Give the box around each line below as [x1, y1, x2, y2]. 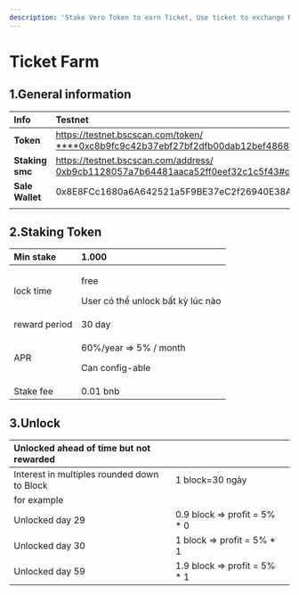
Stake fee [13, 385, 53, 398]
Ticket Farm [9, 51, 100, 71]
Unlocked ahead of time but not [13, 442, 151, 455]
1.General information [9, 87, 132, 103]
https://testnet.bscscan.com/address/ [55, 153, 214, 166]
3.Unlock [9, 416, 61, 431]
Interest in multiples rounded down [13, 468, 159, 481]
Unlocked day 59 [13, 566, 86, 578]
